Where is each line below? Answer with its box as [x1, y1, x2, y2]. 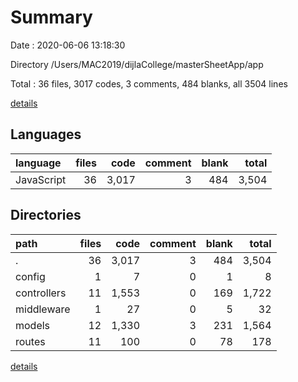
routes [15, 334, 46, 348]
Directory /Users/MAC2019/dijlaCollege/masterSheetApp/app [10, 58, 264, 70]
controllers [15, 286, 67, 300]
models [15, 318, 51, 332]
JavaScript [15, 172, 67, 186]
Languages [10, 126, 82, 143]
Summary [10, 6, 93, 29]
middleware [15, 302, 71, 316]
